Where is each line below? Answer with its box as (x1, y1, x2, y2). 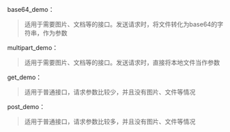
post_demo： (7, 103, 45, 110)
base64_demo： (7, 6, 54, 13)
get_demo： (7, 73, 43, 81)
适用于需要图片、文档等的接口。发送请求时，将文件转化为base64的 (24, 20, 217, 28)
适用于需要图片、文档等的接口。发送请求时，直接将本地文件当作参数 (24, 58, 220, 67)
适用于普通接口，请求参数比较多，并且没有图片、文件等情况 (24, 117, 196, 126)
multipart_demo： (7, 44, 59, 51)
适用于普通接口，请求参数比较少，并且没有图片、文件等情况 (24, 88, 196, 96)
